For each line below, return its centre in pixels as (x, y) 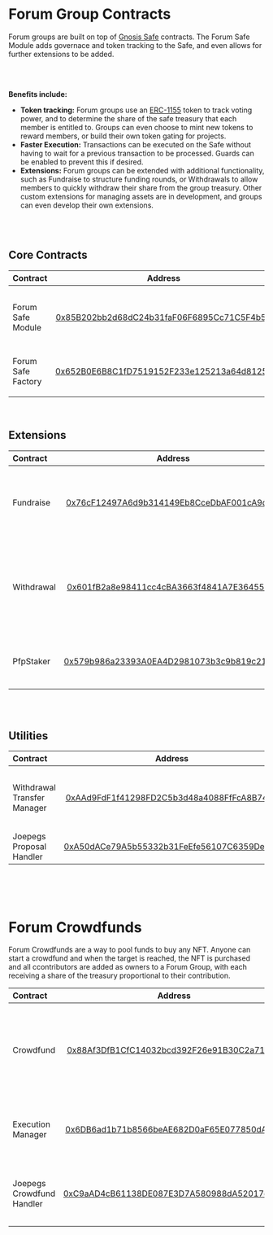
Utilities (28, 736)
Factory (27, 381)
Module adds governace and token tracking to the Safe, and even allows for (135, 45)
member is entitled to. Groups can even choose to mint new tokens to (136, 127)
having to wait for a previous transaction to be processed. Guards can (137, 153)
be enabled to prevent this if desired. (82, 162)
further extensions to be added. (61, 54)
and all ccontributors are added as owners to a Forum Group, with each (128, 967)
